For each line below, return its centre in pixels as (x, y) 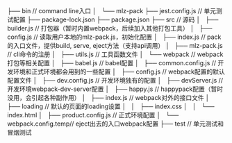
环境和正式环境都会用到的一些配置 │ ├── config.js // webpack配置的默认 (119, 71)
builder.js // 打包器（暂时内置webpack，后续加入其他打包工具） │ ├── (110, 28)
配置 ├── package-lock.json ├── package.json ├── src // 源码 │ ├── (116, 19)
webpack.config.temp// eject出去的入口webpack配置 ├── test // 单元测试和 (116, 124)
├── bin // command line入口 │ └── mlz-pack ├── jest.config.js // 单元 (112, 11)
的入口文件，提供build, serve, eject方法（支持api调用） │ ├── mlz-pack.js (115, 45)
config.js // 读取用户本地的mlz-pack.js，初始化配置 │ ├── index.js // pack (114, 37)
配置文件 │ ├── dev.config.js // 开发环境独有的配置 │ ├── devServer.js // (115, 80)
